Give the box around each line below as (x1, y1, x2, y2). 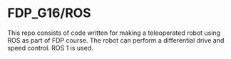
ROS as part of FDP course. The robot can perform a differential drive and (7, 36, 225, 44)
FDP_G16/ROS (7, 5, 91, 21)
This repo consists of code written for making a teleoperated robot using (7, 28, 221, 37)
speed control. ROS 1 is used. (7, 43, 94, 52)
